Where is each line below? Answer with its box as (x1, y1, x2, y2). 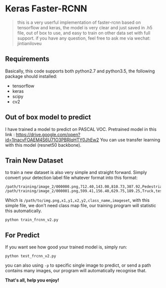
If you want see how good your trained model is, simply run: (5, 244, 127, 250)
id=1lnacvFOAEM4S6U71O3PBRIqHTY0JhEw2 (5, 137, 99, 143)
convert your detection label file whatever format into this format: (5, 174, 138, 181)
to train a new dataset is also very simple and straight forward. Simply (5, 170, 147, 175)
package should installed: (5, 73, 58, 79)
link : (5, 131, 15, 137)
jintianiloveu (17, 40, 42, 46)
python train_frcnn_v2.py (5, 218, 58, 223)
